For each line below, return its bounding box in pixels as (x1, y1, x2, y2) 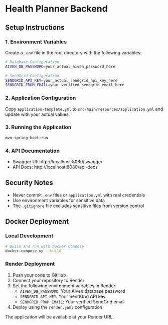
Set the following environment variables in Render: (12, 283, 117, 289)
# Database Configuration (5, 59, 59, 64)
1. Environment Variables (5, 38, 67, 45)
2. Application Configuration (5, 94, 76, 101)
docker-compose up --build (5, 248, 62, 253)
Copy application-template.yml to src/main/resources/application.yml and (5, 106, 163, 112)
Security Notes (5, 178, 54, 187)
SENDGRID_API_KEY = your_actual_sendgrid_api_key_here (5, 78, 118, 83)
